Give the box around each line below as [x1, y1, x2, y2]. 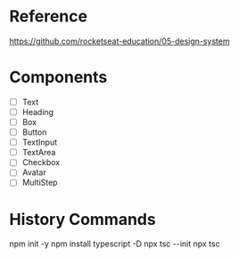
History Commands [9, 209, 156, 229]
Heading [21, 106, 54, 117]
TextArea [21, 147, 56, 158]
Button [21, 127, 47, 137]
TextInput [21, 137, 58, 148]
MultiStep [21, 177, 58, 188]
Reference [9, 6, 87, 27]
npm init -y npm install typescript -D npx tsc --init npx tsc [9, 238, 220, 249]
